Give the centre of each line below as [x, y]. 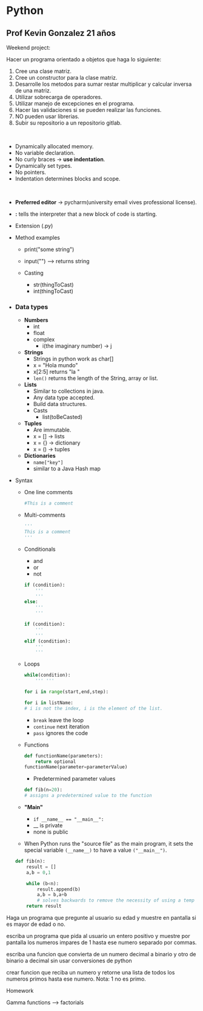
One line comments [48, 492]
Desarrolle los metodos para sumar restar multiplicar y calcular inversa [103, 84]
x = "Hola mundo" [55, 365]
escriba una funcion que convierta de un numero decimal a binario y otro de [101, 954]
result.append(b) [59, 889]
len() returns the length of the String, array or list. [96, 378]
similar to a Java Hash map [67, 469]
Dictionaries [40, 456]
